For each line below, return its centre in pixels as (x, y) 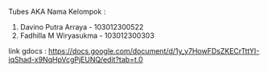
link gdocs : (27, 51)
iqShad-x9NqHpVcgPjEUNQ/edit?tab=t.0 (76, 60)
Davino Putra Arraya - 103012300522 (82, 27)
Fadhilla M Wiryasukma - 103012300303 (87, 36)
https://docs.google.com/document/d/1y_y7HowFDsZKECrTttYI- (154, 51)
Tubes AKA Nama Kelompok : (57, 12)
